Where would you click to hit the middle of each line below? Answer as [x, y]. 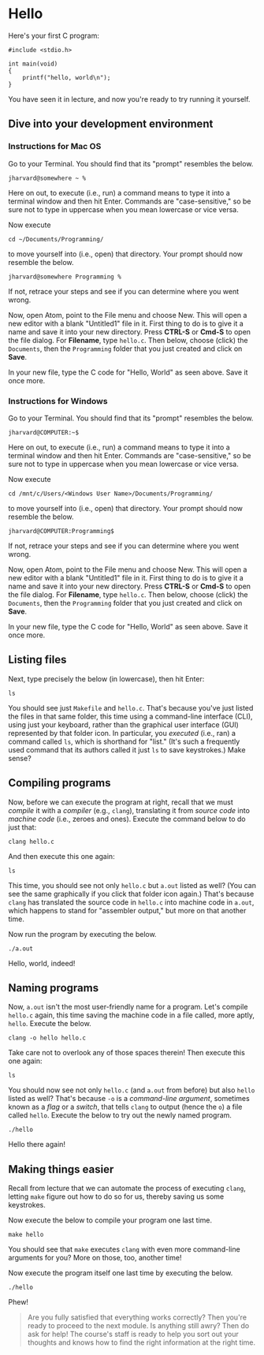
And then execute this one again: [62, 856]
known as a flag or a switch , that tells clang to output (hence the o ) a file [125, 1107]
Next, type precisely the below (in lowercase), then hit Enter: [106, 678]
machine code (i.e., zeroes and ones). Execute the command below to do [127, 819]
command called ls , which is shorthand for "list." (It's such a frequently [124, 741]
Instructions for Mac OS [55, 147]
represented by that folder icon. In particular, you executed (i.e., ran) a [122, 733]
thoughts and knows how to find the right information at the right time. [141, 1342]
